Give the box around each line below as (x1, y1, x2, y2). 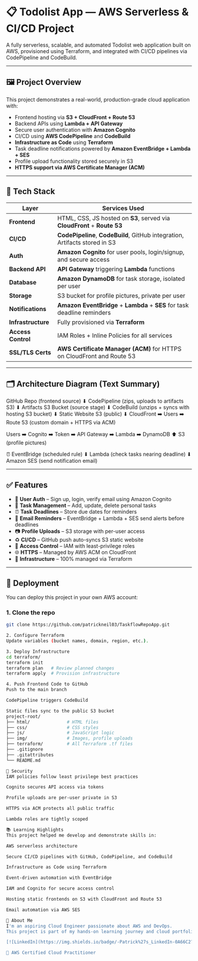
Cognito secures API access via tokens (6, 784, 104, 790)
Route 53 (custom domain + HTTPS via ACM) (6, 419, 116, 426)
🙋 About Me (6, 917, 33, 923)
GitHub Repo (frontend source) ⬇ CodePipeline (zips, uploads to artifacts (6, 397, 184, 405)
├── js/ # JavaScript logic (6, 730, 115, 736)
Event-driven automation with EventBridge (6, 875, 112, 881)
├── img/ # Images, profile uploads (6, 736, 133, 741)
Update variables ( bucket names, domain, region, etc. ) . (6, 638, 149, 644)
